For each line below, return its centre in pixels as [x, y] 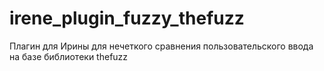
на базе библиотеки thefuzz [69, 56]
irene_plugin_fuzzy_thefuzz [127, 18]
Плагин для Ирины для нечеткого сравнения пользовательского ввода [161, 46]
